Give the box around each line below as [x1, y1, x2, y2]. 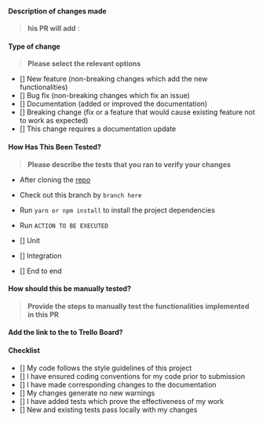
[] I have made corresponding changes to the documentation [19, 380, 217, 389]
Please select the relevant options [27, 59, 141, 68]
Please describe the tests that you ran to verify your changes [27, 159, 232, 169]
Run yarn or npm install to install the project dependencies [19, 205, 216, 215]
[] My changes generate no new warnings [19, 388, 155, 398]
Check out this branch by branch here [19, 190, 142, 199]
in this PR [27, 310, 59, 319]
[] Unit [19, 235, 41, 245]
